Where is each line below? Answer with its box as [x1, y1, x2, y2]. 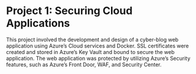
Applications [6, 16, 70, 30]
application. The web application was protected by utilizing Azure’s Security [6, 55, 191, 62]
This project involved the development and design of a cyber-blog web [6, 36, 179, 43]
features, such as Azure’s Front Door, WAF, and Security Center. [6, 60, 162, 68]
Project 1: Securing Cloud [6, 4, 133, 18]
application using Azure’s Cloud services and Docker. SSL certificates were [6, 42, 189, 49]
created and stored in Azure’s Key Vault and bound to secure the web [6, 48, 175, 55]
